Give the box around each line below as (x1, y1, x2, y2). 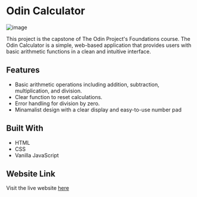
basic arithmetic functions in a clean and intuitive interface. (6, 47, 151, 55)
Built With (6, 123, 43, 134)
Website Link (6, 169, 55, 179)
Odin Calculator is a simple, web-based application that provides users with (6, 42, 192, 49)
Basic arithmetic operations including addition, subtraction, (14, 81, 160, 88)
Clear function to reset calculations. (14, 93, 103, 100)
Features (6, 65, 40, 75)
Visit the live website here (6, 185, 70, 192)
